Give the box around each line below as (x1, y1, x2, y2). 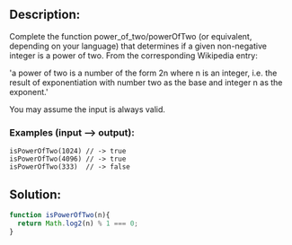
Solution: (9, 187, 61, 202)
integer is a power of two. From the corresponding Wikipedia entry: (9, 49, 258, 61)
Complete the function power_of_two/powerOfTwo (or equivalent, (9, 31, 252, 41)
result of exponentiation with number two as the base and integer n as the (9, 76, 283, 88)
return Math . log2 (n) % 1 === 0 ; (17, 219, 139, 228)
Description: (9, 7, 81, 22)
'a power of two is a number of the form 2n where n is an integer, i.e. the (9, 67, 278, 78)
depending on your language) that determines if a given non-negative (9, 40, 268, 51)
